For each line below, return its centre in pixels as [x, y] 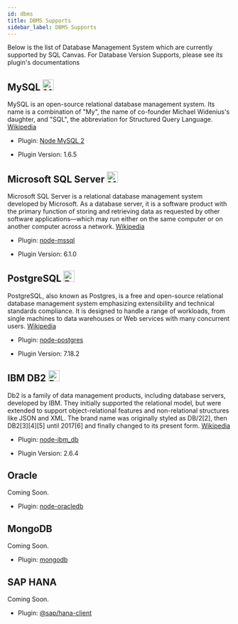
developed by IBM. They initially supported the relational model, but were [114, 403]
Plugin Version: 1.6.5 [47, 154]
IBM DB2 [27, 378]
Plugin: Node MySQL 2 [51, 141]
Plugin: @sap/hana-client [55, 613]
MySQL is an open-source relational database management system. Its [111, 105]
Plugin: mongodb [43, 560]
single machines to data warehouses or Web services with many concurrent [118, 318]
